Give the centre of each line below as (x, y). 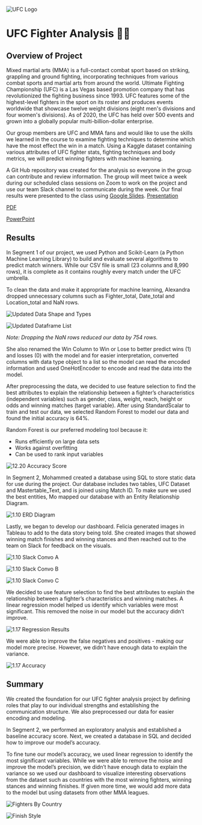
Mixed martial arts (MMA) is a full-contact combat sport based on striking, (98, 70)
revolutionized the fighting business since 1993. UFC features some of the (98, 96)
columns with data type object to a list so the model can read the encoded (98, 361)
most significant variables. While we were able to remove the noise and (94, 760)
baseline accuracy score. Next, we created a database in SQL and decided (99, 736)
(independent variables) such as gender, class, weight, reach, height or (94, 399)
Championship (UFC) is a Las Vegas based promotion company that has (96, 89)
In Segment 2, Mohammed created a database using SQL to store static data (101, 477)
